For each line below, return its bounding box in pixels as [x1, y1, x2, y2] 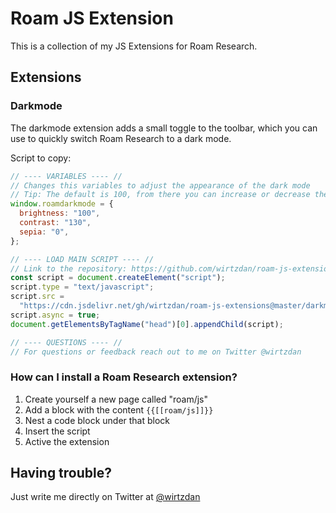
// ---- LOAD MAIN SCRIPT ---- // [10, 254, 155, 264]
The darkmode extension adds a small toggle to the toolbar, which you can [10, 122, 318, 134]
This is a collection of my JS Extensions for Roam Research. [10, 40, 258, 52]
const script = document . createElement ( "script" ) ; [10, 273, 226, 283]
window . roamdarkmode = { [10, 199, 114, 209]
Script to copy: [10, 152, 72, 164]
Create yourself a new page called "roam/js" [24, 393, 209, 405]
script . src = [10, 292, 65, 302]
